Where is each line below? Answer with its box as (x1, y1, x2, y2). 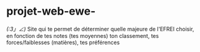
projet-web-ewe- (6, 4, 96, 18)
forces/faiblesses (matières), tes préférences (6, 39, 120, 46)
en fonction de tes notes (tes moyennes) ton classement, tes (6, 32, 159, 39)
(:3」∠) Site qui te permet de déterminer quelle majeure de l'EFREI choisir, (6, 25, 194, 32)
